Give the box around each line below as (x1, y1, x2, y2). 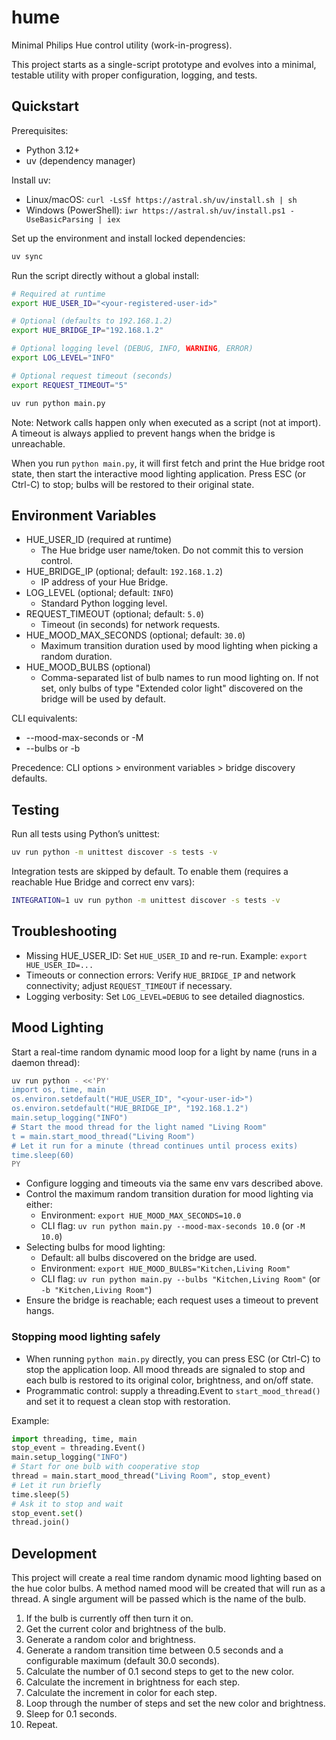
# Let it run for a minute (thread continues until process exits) (11, 1141, 299, 1151)
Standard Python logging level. (40, 597, 168, 610)
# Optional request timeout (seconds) (11, 371, 173, 381)
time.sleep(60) (11, 1150, 75, 1160)
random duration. (40, 651, 113, 663)
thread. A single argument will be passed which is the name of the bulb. (11, 1593, 307, 1605)
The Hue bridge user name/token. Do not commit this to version (40, 544, 304, 556)
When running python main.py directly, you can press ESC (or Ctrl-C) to (25, 1352, 321, 1365)
